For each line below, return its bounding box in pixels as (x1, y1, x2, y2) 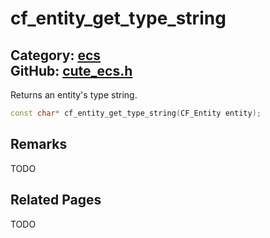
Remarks (10, 136, 68, 153)
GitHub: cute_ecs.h (10, 62, 133, 79)
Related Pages (10, 192, 102, 209)
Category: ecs (10, 47, 102, 64)
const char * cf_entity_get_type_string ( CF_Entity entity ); (10, 108, 262, 118)
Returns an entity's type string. (10, 89, 138, 101)
